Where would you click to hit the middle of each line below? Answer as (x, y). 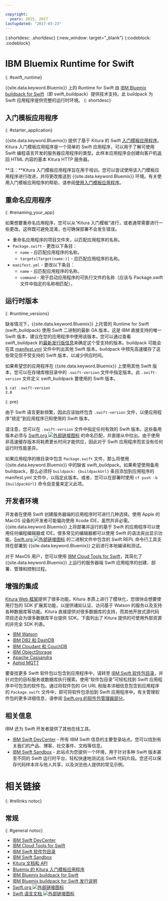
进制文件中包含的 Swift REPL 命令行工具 (116, 539)
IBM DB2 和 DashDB (33, 640)
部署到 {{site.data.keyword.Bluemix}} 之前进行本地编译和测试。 (79, 545)
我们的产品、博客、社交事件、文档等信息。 (61, 746)
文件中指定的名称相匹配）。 (47, 283)
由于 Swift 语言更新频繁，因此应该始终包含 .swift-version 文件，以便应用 (81, 412)
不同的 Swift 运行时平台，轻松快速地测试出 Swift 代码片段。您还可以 (87, 758)
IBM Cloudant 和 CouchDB (40, 647)
